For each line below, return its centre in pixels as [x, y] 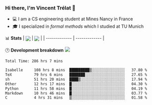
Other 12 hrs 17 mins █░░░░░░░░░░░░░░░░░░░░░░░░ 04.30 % [76, 84]
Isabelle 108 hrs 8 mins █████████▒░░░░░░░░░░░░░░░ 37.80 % [76, 70]
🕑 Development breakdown [34, 50]
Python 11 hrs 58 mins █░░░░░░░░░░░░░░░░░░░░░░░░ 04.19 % [76, 89]
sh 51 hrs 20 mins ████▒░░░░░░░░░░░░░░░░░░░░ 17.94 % [76, 79]
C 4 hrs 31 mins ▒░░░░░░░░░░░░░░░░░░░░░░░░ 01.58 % [76, 98]
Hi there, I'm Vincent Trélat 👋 [40, 8]
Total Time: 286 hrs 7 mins [34, 61]
